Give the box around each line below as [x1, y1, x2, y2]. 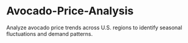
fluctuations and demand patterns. [6, 30, 93, 37]
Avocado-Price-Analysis [6, 4, 134, 18]
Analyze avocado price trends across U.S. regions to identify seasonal [6, 24, 183, 31]
